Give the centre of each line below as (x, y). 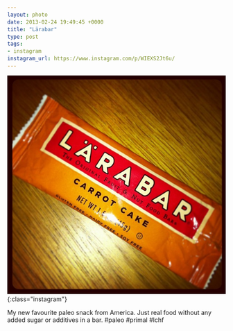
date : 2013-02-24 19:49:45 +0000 (55, 22)
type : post (23, 37)
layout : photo (28, 15)
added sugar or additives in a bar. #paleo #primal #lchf (86, 320)
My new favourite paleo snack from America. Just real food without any (110, 312)
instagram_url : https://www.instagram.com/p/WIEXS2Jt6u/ (91, 59)
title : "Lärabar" (32, 29)
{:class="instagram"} (37, 299)
